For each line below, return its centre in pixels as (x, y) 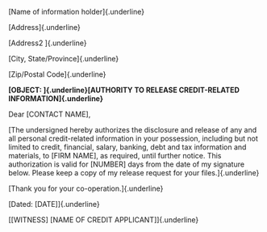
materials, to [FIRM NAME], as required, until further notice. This (115, 156)
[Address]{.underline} (44, 27)
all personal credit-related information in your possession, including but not (133, 138)
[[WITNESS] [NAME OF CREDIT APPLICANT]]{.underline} (104, 220)
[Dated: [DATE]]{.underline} (54, 204)
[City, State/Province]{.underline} (64, 59)
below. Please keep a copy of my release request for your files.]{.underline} (134, 173)
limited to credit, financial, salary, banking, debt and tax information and (127, 147)
